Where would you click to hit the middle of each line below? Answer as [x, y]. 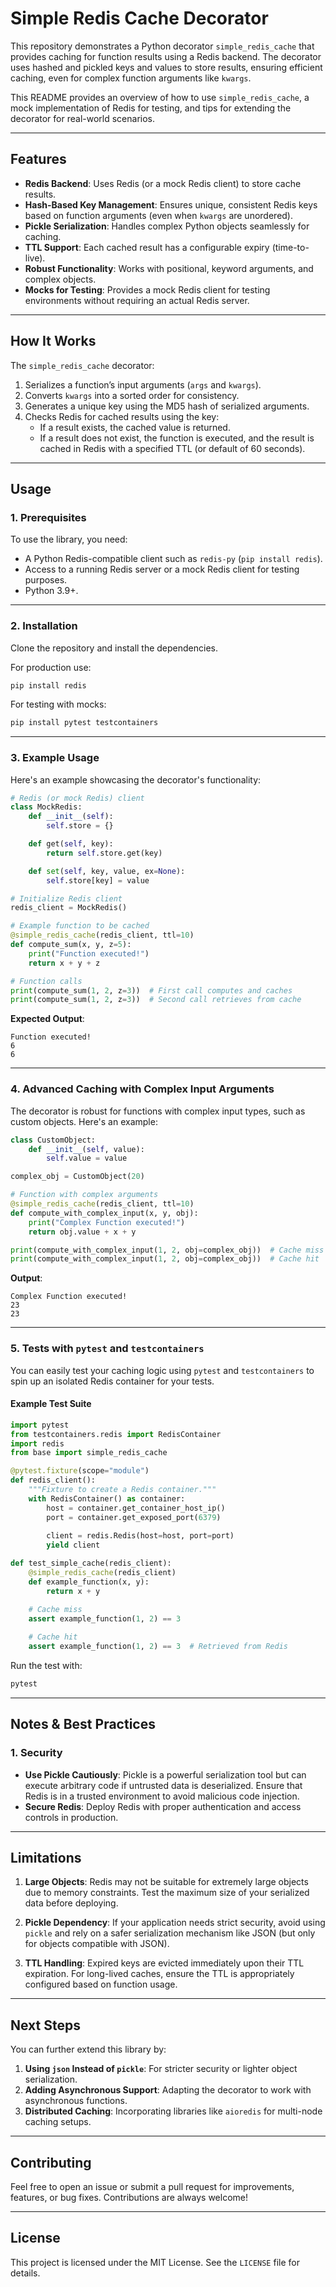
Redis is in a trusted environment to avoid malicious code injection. [162, 1796]
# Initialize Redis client [66, 898]
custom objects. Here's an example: [84, 1121]
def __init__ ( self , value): [86, 1149]
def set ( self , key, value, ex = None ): [107, 871]
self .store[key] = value [98, 880]
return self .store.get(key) [104, 853]
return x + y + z [64, 963]
